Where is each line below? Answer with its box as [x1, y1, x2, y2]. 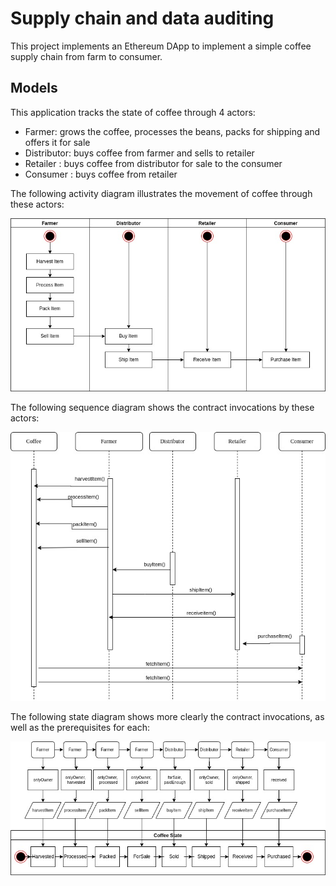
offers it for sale [24, 136, 91, 148]
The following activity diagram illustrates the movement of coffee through [10, 187, 313, 199]
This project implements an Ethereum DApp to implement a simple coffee [10, 40, 312, 52]
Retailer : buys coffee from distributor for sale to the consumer [24, 157, 283, 169]
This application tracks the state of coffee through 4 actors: [10, 106, 256, 118]
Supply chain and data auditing [10, 7, 275, 30]
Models [10, 80, 58, 97]
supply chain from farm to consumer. [10, 50, 163, 62]
